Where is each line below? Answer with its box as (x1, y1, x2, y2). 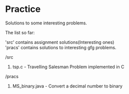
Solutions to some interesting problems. (5, 20, 87, 26)
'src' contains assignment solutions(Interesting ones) (5, 39, 114, 45)
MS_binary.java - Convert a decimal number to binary (12, 83, 122, 89)
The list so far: (5, 29, 35, 35)
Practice (5, 3, 41, 15)
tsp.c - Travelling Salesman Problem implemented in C (12, 64, 124, 70)
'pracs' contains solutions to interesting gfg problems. (5, 44, 116, 50)
